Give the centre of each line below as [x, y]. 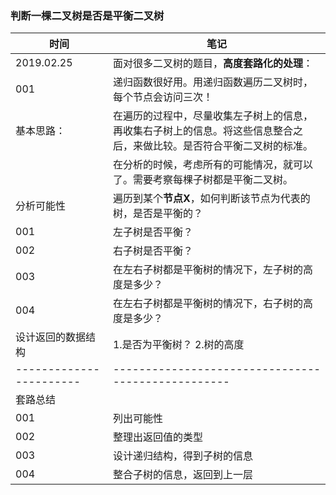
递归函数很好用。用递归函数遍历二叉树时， [212, 82]
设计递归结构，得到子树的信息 [182, 456]
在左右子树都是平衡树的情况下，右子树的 [207, 304]
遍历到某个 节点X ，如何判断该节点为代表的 [211, 199]
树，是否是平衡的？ [157, 214]
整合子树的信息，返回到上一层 [182, 475]
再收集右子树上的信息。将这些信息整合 [202, 131]
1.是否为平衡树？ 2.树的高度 [178, 345]
